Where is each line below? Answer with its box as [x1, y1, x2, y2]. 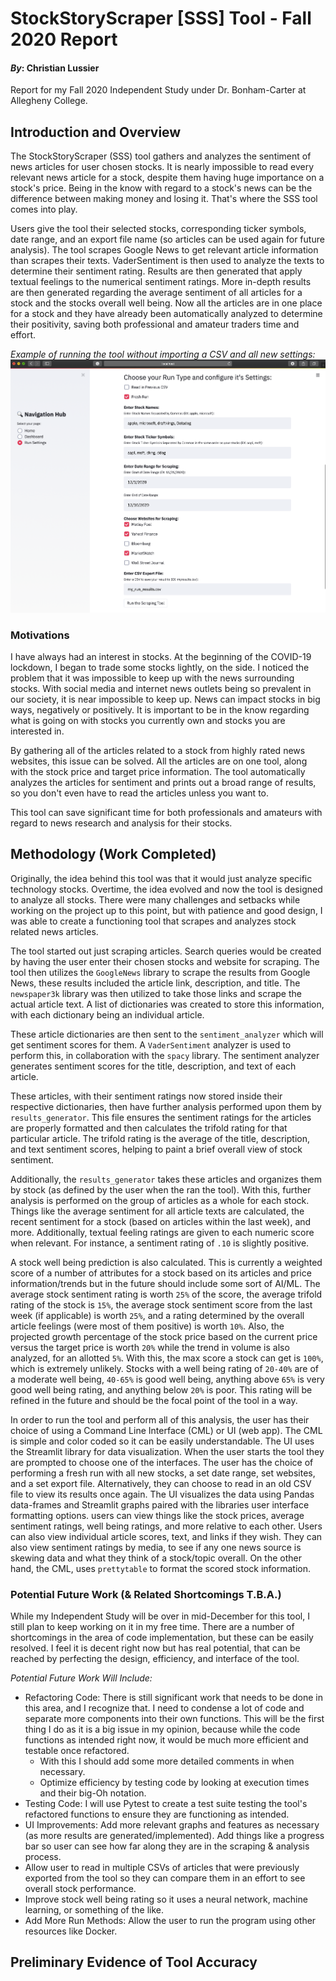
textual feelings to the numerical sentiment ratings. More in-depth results [10, 276, 312, 288]
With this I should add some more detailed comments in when [39, 1755, 295, 1767]
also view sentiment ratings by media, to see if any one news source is [10, 1541, 302, 1553]
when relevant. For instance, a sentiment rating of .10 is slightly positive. [10, 1237, 310, 1249]
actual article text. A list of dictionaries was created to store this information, [10, 998, 325, 1010]
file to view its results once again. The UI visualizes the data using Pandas [10, 1488, 315, 1500]
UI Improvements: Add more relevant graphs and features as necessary [24, 1819, 320, 1831]
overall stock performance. [24, 1883, 137, 1895]
